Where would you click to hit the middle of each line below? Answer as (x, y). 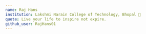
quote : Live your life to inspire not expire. (56, 19)
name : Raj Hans (22, 10)
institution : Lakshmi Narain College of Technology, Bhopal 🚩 (73, 14)
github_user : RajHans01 (31, 24)
